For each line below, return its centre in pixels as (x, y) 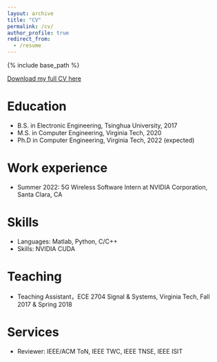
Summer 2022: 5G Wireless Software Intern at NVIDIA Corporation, (112, 187)
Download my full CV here (44, 79)
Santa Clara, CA (40, 194)
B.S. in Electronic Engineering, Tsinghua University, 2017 (97, 125)
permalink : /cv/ (30, 26)
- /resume (27, 46)
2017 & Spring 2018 (44, 304)
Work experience (58, 168)
